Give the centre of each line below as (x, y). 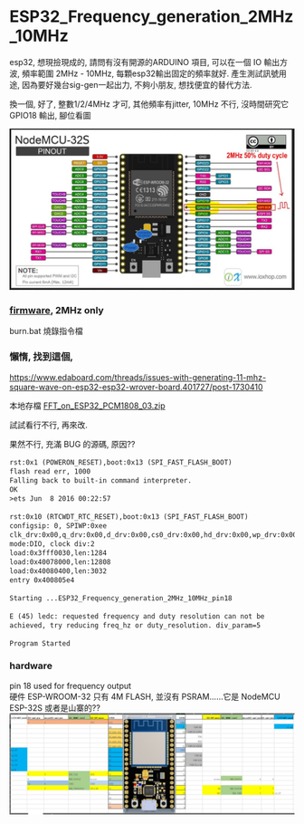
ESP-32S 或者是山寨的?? (55, 707)
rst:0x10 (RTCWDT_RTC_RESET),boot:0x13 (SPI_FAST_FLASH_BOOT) (129, 517)
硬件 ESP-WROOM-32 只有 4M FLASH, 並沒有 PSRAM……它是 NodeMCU (145, 696)
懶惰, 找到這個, (42, 357)
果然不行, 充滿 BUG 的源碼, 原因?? (72, 444)
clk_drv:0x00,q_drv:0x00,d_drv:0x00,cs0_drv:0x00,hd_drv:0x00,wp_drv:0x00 (153, 535)
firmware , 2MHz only (57, 310)
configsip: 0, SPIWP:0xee (58, 526)
